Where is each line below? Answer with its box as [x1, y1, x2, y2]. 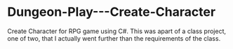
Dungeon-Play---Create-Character [7, 4, 216, 20]
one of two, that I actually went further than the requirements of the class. [7, 34, 221, 42]
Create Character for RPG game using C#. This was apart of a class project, [7, 27, 227, 35]
